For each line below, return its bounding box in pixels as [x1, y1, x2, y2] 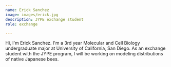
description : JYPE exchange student [5, 17, 84, 22]
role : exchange [5, 21, 38, 27]
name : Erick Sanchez [5, 7, 50, 13]
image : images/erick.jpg [5, 12, 59, 17]
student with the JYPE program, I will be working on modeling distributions [5, 51, 163, 57]
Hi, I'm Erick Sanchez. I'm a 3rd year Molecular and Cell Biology [5, 40, 140, 46]
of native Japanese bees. [5, 56, 59, 62]
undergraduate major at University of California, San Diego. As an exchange [5, 45, 166, 51]
